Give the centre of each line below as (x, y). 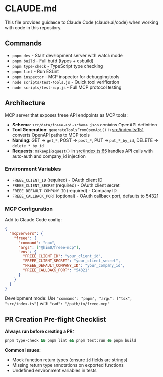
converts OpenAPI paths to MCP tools (51, 135)
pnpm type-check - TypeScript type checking (57, 66)
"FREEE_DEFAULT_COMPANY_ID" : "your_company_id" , (74, 266)
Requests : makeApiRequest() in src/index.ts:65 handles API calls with (82, 151)
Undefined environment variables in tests (54, 370)
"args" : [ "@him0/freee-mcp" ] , (49, 247)
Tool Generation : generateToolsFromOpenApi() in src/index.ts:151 (78, 129)
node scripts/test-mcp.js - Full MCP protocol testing (67, 87)
